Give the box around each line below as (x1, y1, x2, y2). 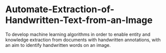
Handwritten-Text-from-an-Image (5, 14, 153, 26)
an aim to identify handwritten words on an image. (5, 42, 111, 48)
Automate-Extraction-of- (5, 4, 115, 15)
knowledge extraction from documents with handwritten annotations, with (5, 37, 161, 43)
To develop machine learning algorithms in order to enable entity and (5, 31, 151, 37)
